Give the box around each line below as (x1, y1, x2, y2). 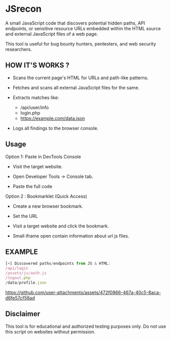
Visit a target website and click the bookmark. (12, 223, 109, 229)
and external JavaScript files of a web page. (5, 31, 99, 37)
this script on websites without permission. (5, 328, 95, 335)
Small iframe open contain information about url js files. (12, 233, 129, 239)
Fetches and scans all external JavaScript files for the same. (12, 84, 140, 90)
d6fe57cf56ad (5, 294, 35, 301)
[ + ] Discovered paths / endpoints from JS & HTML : (5, 261, 111, 266)
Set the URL (12, 213, 38, 219)
